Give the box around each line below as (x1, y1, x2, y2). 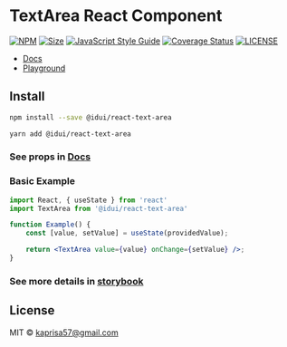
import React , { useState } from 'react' (9, 196, 168, 205)
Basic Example (9, 175, 75, 188)
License (9, 303, 55, 318)
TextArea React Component (9, 5, 223, 26)
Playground (22, 63, 66, 73)
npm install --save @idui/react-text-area (9, 112, 172, 122)
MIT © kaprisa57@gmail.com (9, 327, 120, 338)
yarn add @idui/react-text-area (9, 129, 131, 139)
